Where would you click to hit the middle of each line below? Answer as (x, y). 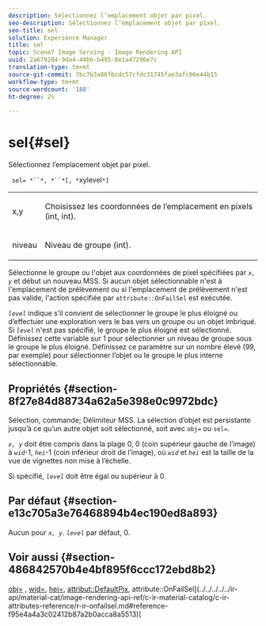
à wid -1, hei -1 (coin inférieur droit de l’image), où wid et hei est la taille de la (131, 452)
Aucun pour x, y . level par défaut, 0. (69, 532)
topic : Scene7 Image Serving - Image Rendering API (95, 52)
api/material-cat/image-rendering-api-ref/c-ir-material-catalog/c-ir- (119, 597)
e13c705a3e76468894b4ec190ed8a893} (113, 513)
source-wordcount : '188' (49, 89)
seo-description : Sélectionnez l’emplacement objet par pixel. (115, 23)
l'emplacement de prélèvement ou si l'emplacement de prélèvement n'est (128, 289)
